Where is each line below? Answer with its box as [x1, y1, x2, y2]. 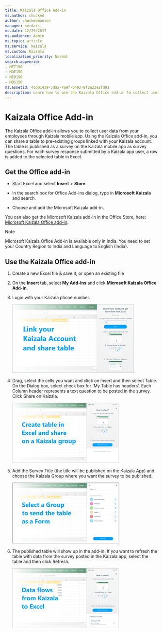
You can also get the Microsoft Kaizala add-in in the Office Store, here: [5, 214, 147, 220]
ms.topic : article [5, 39, 42, 44]
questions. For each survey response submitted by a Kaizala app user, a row [5, 149, 158, 154]
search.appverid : [5, 59, 40, 64]
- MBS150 [5, 80, 23, 85]
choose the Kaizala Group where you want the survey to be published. [12, 473, 153, 479]
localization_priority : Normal [5, 54, 68, 59]
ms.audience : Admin [5, 34, 45, 38]
